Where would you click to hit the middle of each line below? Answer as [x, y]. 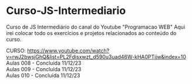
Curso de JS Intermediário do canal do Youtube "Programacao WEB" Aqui [96, 27]
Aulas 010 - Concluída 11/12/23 [43, 75]
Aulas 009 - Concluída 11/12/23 [44, 69]
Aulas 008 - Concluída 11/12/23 [44, 63]
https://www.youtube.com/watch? [68, 50]
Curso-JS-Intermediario [66, 11]
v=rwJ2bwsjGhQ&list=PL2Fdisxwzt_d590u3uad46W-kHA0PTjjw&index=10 [96, 57]
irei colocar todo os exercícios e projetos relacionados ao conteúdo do [91, 33]
